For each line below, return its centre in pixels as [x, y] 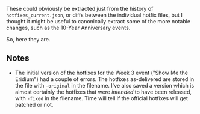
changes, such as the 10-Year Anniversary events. [68, 28]
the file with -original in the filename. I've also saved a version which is [105, 85]
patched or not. [34, 104]
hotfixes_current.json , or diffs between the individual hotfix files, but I [94, 15]
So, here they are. [28, 39]
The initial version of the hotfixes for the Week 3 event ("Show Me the [102, 73]
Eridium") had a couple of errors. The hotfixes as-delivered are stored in [105, 79]
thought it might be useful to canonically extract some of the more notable [98, 21]
